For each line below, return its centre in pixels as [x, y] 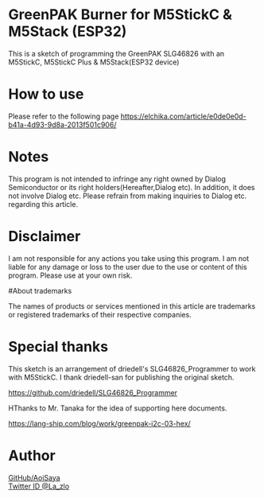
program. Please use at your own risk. [70, 275]
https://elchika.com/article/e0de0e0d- [183, 116]
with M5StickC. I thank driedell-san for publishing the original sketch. [121, 377]
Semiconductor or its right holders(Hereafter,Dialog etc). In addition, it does [132, 187]
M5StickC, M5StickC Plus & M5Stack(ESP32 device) [94, 62]
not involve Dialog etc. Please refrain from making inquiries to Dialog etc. [128, 196]
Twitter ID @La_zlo [39, 486]
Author [32, 455]
